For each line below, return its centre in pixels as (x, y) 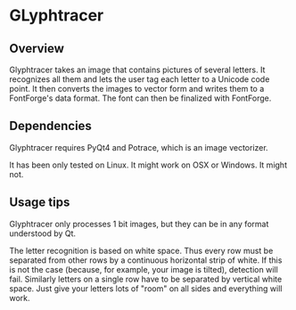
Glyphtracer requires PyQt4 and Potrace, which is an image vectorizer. (139, 147)
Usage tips (40, 203)
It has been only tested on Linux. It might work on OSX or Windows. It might (148, 165)
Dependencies (50, 126)
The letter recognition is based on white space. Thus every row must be (141, 250)
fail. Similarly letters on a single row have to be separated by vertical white (146, 279)
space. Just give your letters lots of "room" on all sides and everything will (146, 288)
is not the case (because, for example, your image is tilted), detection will (144, 269)
